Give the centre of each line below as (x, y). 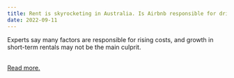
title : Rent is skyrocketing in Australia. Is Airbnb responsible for (112, 13)
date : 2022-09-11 (32, 20)
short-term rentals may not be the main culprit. (74, 47)
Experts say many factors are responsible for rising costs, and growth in (110, 39)
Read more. (24, 68)
